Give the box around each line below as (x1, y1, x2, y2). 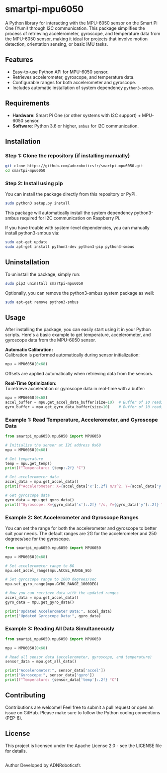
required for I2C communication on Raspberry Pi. (19, 215, 121, 221)
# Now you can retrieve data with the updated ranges (5, 591, 119, 596)
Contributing (5, 691, 46, 700)
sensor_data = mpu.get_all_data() (5, 659, 77, 664)
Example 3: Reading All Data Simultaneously (5, 625, 115, 632)
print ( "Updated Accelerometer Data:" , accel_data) (5, 609, 112, 614)
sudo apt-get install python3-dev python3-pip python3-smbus (5, 244, 135, 249)
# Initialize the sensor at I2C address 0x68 (5, 442, 101, 447)
